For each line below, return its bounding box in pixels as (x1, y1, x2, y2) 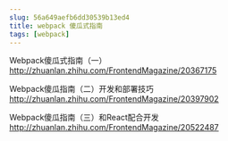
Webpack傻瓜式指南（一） (9, 55, 107, 66)
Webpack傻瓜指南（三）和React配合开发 (9, 112, 159, 123)
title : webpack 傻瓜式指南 (9, 21, 103, 30)
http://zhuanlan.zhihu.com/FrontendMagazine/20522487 (9, 122, 219, 133)
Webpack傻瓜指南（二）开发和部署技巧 (9, 84, 155, 95)
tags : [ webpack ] (9, 29, 70, 38)
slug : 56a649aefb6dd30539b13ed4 (9, 12, 130, 22)
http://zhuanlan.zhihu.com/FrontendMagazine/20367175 (9, 65, 217, 76)
